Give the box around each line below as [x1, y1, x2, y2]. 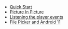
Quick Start [9, 4, 32, 10]
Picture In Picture [9, 9, 44, 15]
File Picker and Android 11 [9, 19, 61, 25]
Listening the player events [9, 14, 64, 19]
